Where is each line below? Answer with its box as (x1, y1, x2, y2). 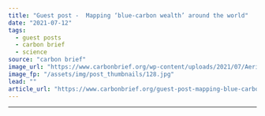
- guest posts (15, 33, 62, 42)
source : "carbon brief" (8, 56, 87, 64)
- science (15, 48, 47, 56)
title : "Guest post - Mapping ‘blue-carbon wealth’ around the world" (8, 11, 248, 20)
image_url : (8, 63, 44, 71)
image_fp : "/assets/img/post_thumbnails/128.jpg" (8, 70, 175, 78)
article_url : (8, 84, 51, 93)
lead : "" (8, 77, 37, 85)
